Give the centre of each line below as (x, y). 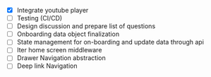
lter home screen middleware (59, 50)
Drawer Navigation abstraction (61, 58)
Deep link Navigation (47, 66)
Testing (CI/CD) (40, 18)
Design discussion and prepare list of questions (86, 26)
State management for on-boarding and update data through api (110, 42)
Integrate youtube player (53, 10)
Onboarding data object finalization (68, 34)
